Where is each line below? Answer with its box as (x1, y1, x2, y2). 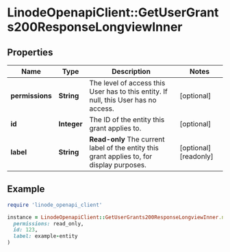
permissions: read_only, (13, 220, 84, 227)
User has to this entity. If (89, 87, 168, 96)
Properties (7, 46, 53, 58)
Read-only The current (89, 135, 166, 144)
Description (112, 67, 151, 76)
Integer (58, 120, 84, 128)
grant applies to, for (89, 152, 153, 161)
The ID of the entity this (89, 115, 165, 124)
